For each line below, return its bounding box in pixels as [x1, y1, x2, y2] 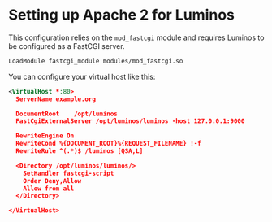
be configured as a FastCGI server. [8, 41, 125, 50]
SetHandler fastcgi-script [23, 169, 114, 177]
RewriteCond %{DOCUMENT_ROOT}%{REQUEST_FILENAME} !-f [15, 140, 201, 148]
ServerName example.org [15, 95, 96, 103]
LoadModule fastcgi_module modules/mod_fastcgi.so [8, 57, 183, 65]
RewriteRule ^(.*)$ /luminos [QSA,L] [15, 147, 144, 155]
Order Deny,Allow [23, 176, 82, 185]
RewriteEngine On [15, 132, 75, 140]
